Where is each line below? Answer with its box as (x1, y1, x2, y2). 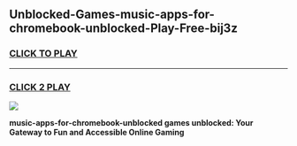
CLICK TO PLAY (9, 48, 78, 60)
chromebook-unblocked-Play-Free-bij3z (9, 21, 239, 36)
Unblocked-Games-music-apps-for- (9, 7, 215, 22)
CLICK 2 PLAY (9, 81, 71, 93)
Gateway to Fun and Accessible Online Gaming (9, 127, 185, 137)
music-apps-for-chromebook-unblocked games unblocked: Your (9, 117, 254, 127)
